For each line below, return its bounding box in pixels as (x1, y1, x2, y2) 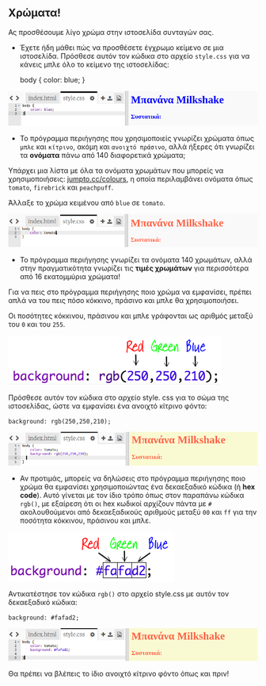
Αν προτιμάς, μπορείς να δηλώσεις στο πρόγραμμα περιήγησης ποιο (19, 473, 246, 483)
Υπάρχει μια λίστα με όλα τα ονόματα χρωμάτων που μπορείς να (8, 166, 224, 175)
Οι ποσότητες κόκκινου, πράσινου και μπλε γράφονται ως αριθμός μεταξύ (8, 311, 253, 320)
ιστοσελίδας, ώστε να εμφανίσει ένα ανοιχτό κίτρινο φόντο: (8, 401, 207, 411)
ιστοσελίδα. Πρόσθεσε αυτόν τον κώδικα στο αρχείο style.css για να (19, 51, 250, 60)
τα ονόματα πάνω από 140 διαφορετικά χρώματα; (19, 151, 186, 160)
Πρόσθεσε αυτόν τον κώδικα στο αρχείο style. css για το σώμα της (8, 393, 230, 403)
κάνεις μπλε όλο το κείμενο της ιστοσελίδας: (19, 59, 170, 69)
